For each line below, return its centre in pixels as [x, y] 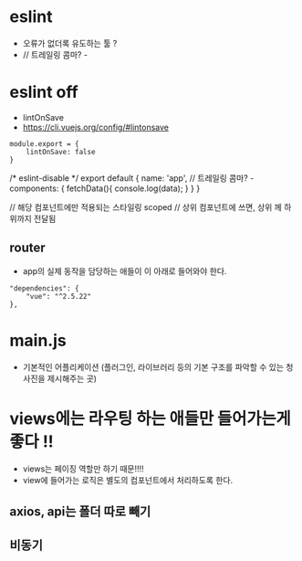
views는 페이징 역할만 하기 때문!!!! [83, 469]
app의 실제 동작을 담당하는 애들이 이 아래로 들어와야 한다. [125, 270]
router [27, 248]
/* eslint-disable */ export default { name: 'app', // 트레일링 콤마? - [132, 178]
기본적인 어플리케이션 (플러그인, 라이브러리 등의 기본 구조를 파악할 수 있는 [153, 366]
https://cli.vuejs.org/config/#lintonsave [96, 127]
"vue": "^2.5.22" [59, 296]
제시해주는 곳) [72, 378]
